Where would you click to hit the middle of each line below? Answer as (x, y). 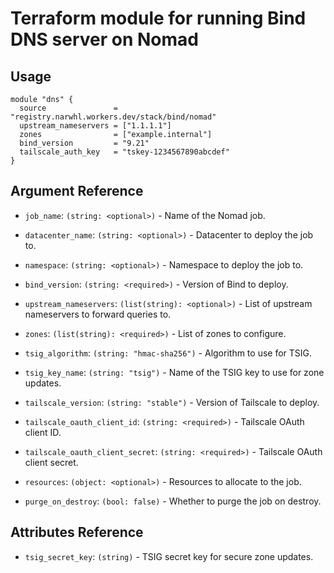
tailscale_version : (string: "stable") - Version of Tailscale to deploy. (172, 402)
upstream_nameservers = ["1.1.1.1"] (95, 126)
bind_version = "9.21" (84, 143)
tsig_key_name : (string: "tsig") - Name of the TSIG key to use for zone (174, 372)
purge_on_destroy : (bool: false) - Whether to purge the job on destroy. (173, 501)
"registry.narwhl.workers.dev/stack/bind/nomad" (113, 117)
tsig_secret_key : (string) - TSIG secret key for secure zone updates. (169, 556)
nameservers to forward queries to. (98, 314)
